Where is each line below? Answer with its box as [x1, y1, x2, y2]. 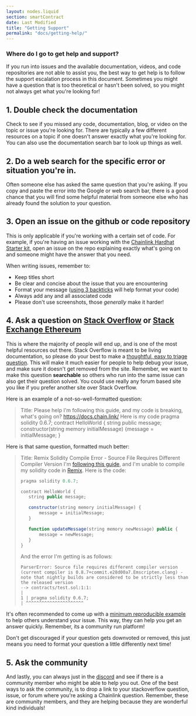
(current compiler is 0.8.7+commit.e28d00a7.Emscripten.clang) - [20, 569, 183, 575]
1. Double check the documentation [6, 105, 138, 115]
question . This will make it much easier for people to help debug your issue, [6, 359, 189, 366]
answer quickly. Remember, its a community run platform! [6, 623, 145, 630]
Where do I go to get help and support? [6, 50, 119, 58]
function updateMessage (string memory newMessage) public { [28, 526, 178, 532]
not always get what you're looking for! [6, 88, 101, 95]
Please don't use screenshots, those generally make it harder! [14, 298, 164, 306]
